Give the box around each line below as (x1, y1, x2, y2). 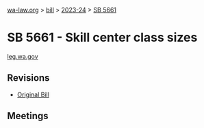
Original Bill (16, 90, 50, 99)
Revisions (7, 72, 50, 84)
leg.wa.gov (7, 52, 39, 60)
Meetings (7, 110, 49, 122)
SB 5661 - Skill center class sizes (7, 30, 198, 45)
